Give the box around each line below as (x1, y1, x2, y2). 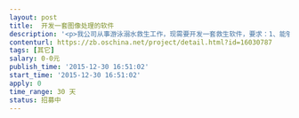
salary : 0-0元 (9, 54, 61, 63)
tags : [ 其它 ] (9, 46, 55, 55)
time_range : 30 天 (9, 87, 77, 96)
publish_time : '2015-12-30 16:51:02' (9, 63, 149, 72)
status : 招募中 (9, 95, 61, 105)
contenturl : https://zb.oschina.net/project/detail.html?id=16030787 (9, 37, 273, 47)
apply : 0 (9, 79, 42, 88)
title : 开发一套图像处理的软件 (9, 21, 115, 30)
